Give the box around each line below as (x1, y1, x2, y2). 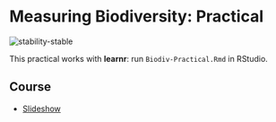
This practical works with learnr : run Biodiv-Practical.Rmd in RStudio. (9, 53, 269, 64)
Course (9, 79, 52, 95)
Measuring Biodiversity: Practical (9, 6, 264, 27)
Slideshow (22, 103, 61, 114)
